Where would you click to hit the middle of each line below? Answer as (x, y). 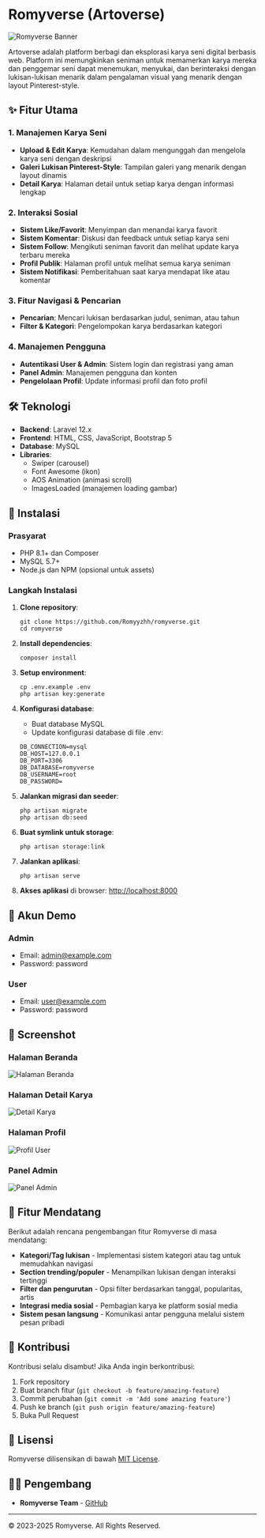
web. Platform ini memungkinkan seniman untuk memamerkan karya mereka (132, 60)
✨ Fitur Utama (43, 110)
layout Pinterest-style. (44, 85)
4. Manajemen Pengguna (57, 347)
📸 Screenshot (42, 1035)
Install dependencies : (56, 644)
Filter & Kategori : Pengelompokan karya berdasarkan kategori (121, 327)
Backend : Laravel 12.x (56, 429)
